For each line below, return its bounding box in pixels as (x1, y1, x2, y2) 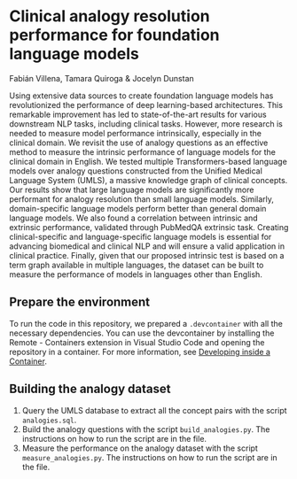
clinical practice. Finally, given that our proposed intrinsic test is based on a (9, 250, 285, 260)
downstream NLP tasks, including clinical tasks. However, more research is (9, 118, 284, 129)
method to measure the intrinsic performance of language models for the (9, 146, 277, 157)
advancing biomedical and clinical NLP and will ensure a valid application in (9, 241, 285, 251)
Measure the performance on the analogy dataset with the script (21, 443, 259, 453)
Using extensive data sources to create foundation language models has (9, 90, 274, 101)
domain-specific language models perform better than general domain (9, 203, 267, 213)
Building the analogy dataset (9, 382, 171, 397)
